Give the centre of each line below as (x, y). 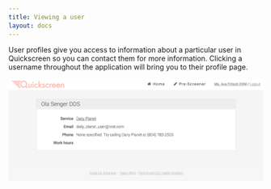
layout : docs (30, 25)
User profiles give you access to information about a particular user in (125, 49)
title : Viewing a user (47, 17)
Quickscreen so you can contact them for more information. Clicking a (125, 58)
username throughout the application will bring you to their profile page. (128, 67)
